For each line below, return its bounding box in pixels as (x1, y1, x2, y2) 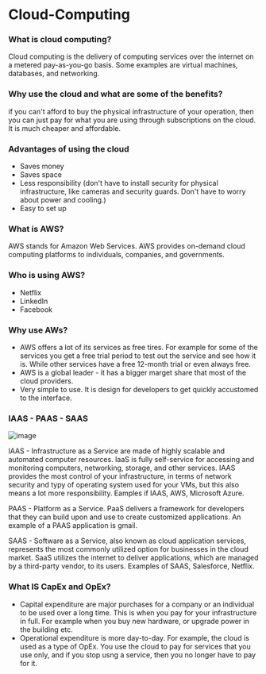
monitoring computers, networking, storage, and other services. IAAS (8, 463, 236, 473)
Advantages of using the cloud (8, 143, 129, 154)
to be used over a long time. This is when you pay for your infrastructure (19, 607, 257, 617)
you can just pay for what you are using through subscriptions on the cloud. (8, 115, 256, 125)
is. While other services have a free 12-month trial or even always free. (19, 359, 252, 368)
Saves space (19, 170, 62, 179)
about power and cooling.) (19, 195, 106, 205)
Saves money (19, 161, 65, 171)
